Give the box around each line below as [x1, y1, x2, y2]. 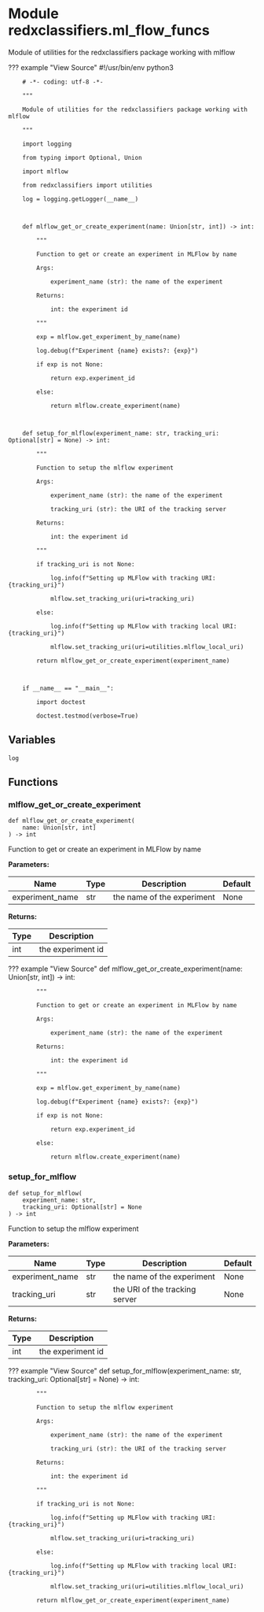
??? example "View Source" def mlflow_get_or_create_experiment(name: [8, 964, 244, 973]
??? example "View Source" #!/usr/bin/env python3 [8, 62, 174, 72]
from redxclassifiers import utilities [22, 181, 153, 189]
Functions [8, 776, 59, 789]
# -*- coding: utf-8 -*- [22, 78, 104, 86]
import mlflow [22, 167, 68, 176]
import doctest [36, 698, 86, 706]
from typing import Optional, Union [22, 154, 143, 161]
